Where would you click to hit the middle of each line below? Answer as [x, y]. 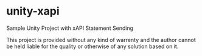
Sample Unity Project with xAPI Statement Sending [70, 28]
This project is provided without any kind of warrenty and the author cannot [101, 40]
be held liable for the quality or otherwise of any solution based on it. [92, 46]
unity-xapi [33, 11]
